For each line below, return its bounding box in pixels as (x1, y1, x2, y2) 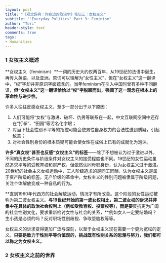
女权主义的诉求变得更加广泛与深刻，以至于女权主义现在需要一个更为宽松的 (5, 226, 157, 232)
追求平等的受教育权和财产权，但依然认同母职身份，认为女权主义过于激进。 (9, 162, 161, 168)
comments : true (5, 30, 37, 35)
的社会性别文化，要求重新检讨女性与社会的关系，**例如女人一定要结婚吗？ (5, 209, 157, 215)
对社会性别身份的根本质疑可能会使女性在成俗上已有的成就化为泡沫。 (12, 139, 151, 145)
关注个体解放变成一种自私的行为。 (5, 181, 75, 187)
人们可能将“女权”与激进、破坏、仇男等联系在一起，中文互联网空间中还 (12, 114, 155, 120)
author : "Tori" (5, 21, 37, 26)
